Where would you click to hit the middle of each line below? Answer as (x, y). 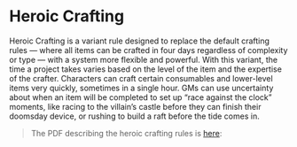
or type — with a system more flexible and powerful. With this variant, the (143, 59)
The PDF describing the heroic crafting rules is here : (126, 133)
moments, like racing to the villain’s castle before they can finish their (135, 106)
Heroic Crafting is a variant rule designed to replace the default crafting (140, 41)
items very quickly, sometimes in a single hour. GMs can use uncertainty (141, 88)
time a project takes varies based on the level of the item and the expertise (145, 69)
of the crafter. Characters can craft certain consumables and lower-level (141, 78)
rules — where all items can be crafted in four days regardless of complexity (148, 50)
